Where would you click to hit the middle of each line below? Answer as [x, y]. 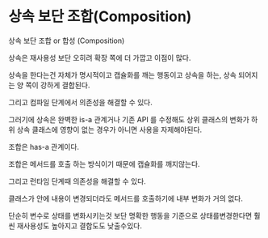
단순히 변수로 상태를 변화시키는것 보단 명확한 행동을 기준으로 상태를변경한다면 [130, 215]
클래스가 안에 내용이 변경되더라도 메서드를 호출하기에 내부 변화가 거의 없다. [126, 198]
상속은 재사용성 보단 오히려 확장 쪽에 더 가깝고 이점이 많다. [100, 57]
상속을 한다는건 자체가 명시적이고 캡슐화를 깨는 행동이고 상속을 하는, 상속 [122, 74]
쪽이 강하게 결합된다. [58, 85]
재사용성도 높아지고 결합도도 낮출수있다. [80, 225]
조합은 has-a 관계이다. [44, 147]
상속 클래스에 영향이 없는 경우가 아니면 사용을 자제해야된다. [109, 130]
